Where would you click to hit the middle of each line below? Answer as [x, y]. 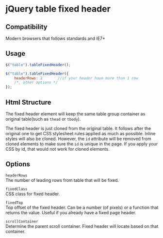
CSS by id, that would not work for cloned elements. [57, 149]
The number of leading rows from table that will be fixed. [62, 180]
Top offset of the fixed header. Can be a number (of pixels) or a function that [82, 207]
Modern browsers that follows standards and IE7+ [56, 38]
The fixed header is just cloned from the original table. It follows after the [78, 128]
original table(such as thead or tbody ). [43, 119]
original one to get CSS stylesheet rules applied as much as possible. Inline [81, 134]
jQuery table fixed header [58, 9]
